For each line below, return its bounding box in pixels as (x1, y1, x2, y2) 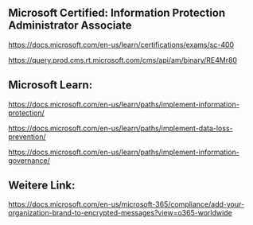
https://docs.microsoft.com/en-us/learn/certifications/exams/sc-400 (8, 40, 235, 49)
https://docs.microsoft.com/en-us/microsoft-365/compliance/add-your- (8, 200, 245, 209)
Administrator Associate (8, 19, 132, 33)
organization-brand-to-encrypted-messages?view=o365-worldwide (8, 208, 232, 218)
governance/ (8, 155, 50, 165)
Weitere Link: (8, 179, 76, 192)
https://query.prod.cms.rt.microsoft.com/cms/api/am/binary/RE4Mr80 (8, 55, 237, 64)
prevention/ (8, 131, 46, 142)
